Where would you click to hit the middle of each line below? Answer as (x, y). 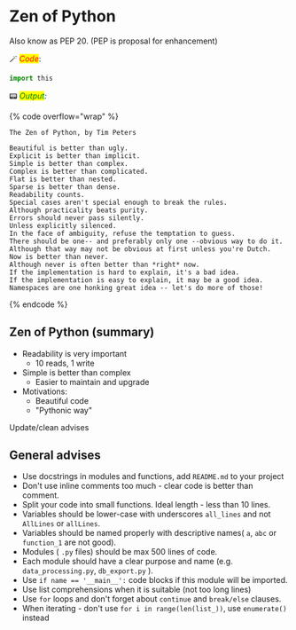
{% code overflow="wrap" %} (64, 116)
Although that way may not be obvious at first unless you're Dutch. (140, 249)
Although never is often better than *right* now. (105, 264)
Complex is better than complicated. (79, 171)
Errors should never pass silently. (77, 218)
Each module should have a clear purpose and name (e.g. (127, 562)
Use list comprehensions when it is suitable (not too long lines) (136, 590)
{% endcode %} (39, 304)
